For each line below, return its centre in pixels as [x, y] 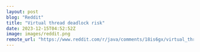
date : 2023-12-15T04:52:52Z [41, 28]
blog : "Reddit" [25, 17]
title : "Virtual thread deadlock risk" [56, 23]
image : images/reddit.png [38, 34]
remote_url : [21, 39]
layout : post [22, 12]
